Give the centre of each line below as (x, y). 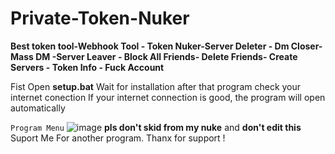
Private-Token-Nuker (100, 18)
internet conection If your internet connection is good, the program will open (168, 97)
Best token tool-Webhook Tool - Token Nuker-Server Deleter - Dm (150, 46)
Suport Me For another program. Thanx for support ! (118, 138)
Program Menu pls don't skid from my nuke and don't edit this (156, 127)
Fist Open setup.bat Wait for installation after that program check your (156, 86)
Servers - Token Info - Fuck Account (87, 67)
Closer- (306, 46)
